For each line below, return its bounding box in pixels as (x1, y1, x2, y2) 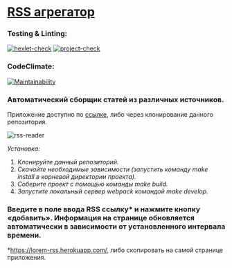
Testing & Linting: (7, 29, 68, 39)
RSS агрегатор (7, 4, 96, 20)
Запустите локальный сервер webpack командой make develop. (17, 187, 209, 195)
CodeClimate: (7, 61, 55, 71)
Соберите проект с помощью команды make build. (17, 180, 168, 189)
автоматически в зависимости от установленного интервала (7, 222, 226, 231)
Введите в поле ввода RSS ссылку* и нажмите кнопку (7, 204, 201, 214)
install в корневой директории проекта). (17, 173, 136, 181)
